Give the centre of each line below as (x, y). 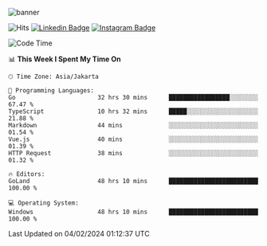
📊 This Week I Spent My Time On (65, 59)
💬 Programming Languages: (51, 91)
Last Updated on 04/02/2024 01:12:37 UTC (79, 234)
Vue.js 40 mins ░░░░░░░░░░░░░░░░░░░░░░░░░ (133, 139)
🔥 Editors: (27, 174)
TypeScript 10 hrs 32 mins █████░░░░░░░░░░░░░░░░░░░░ (133, 111)
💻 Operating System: (44, 203)
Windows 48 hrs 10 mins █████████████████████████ (133, 212)
